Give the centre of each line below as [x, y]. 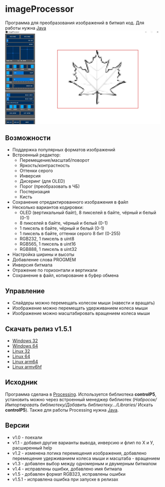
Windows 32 [25, 341]
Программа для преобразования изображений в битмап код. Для [75, 23]
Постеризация [35, 192]
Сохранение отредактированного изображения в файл [70, 202]
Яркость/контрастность [45, 166]
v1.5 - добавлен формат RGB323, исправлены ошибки [69, 474]
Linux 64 [21, 356]
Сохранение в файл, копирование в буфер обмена [66, 276]
